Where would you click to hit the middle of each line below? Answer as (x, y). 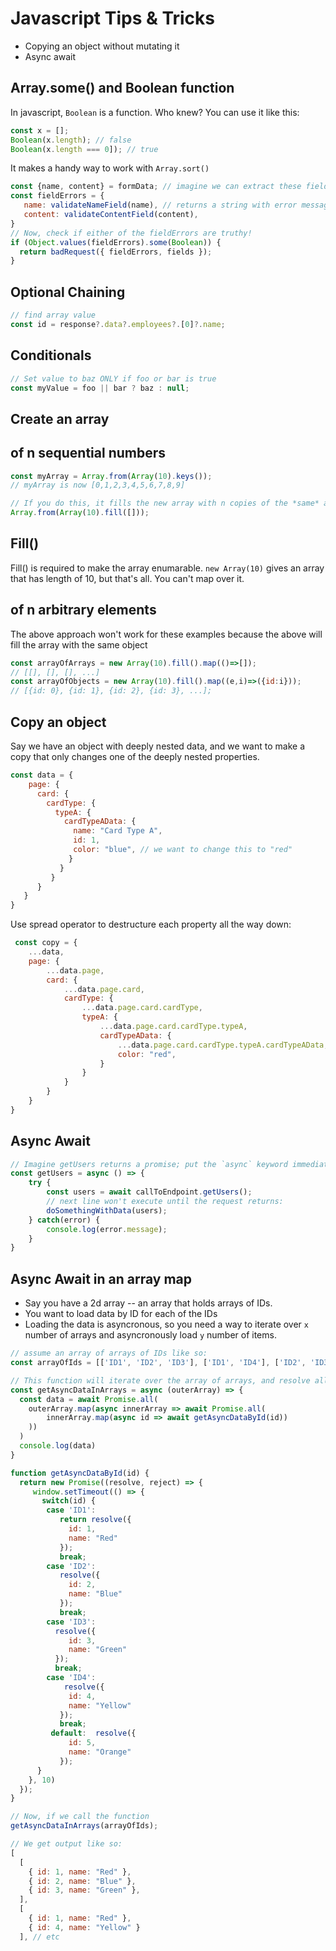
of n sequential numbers (88, 453)
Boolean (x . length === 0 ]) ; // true (84, 149)
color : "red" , (147, 1054)
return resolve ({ (95, 1520)
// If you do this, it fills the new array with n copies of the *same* (165, 503)
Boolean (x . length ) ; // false (71, 140)
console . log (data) (58, 1446)
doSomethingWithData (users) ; (107, 1210)
